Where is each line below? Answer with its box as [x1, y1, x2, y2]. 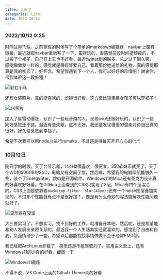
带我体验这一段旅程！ [5, 74, 48, 80]
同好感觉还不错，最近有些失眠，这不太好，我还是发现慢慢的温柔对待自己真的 [5, 122, 158, 127]
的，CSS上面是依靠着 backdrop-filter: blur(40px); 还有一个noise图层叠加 [5, 188, 154, 193]
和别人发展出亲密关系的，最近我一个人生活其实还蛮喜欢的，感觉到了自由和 [5, 227, 154, 232]
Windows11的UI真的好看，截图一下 [5, 249, 74, 255]
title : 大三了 [5, 7, 32, 12]
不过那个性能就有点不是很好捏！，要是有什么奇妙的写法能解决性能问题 [17, 193, 158, 199]
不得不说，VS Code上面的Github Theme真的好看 [5, 269, 102, 275]
